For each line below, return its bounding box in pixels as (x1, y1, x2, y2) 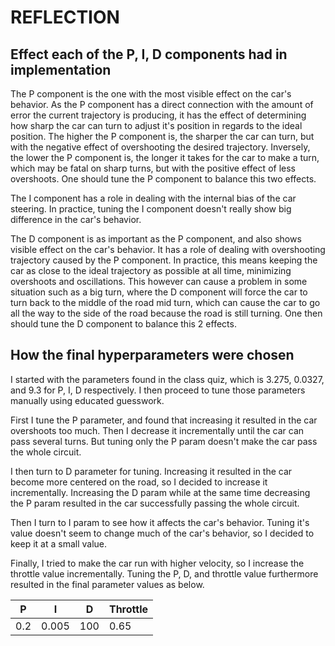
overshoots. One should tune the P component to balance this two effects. (10, 173, 317, 185)
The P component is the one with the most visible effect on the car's (10, 88, 292, 100)
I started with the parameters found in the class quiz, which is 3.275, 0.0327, (10, 373, 325, 385)
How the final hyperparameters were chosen (10, 347, 295, 364)
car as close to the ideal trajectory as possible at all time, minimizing (10, 265, 292, 276)
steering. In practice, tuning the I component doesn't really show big (10, 203, 292, 215)
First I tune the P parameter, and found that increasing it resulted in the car (10, 414, 318, 426)
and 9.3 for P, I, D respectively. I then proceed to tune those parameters (10, 384, 306, 396)
